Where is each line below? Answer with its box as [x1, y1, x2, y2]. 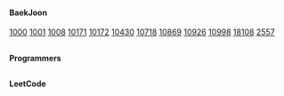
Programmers [9, 52, 61, 63]
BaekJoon [9, 7, 47, 18]
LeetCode [9, 78, 46, 89]
